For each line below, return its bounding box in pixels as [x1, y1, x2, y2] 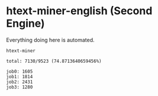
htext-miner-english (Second [6, 4, 153, 18]
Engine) [6, 17, 46, 30]
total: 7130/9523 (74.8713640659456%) [6, 58, 102, 64]
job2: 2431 [6, 79, 33, 85]
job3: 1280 [6, 84, 33, 90]
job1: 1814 [6, 73, 33, 79]
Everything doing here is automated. [6, 36, 95, 43]
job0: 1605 [6, 68, 33, 75]
